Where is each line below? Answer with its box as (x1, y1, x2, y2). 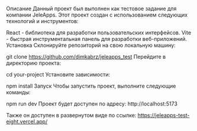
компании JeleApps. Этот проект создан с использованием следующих (6, 11, 188, 18)
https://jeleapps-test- (137, 112, 190, 119)
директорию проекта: (6, 59, 61, 66)
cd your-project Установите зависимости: (6, 71, 111, 78)
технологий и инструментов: (6, 18, 79, 24)
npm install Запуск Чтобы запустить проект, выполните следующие (6, 82, 176, 90)
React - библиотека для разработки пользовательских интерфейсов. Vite (6, 29, 191, 36)
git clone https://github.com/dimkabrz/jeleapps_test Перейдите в (6, 53, 166, 60)
